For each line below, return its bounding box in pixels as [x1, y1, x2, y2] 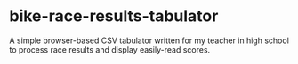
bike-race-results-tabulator [9, 6, 219, 26]
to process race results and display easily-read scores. [9, 44, 211, 54]
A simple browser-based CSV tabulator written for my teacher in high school [9, 35, 289, 46]
